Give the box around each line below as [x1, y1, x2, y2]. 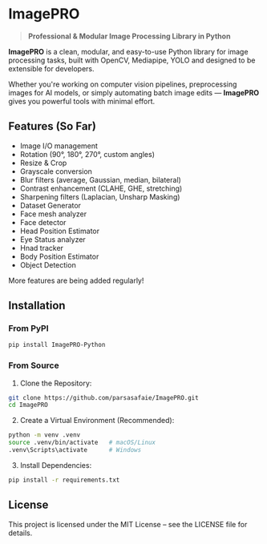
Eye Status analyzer [19, 234, 86, 244]
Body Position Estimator [19, 252, 99, 261]
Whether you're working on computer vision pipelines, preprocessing [8, 79, 237, 89]
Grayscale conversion [19, 166, 92, 176]
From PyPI [8, 323, 50, 334]
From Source [8, 360, 59, 371]
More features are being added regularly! [8, 276, 144, 285]
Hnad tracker [19, 243, 64, 252]
